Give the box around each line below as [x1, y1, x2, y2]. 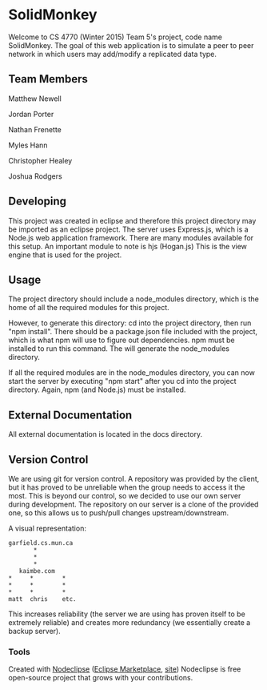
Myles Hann [8, 140, 48, 150]
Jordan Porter [8, 109, 54, 119]
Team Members [8, 72, 88, 86]
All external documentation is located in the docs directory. [8, 430, 202, 439]
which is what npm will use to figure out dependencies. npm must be [8, 335, 235, 345]
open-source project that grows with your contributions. [8, 673, 193, 683]
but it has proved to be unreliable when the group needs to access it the [8, 482, 245, 492]
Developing [8, 195, 66, 208]
